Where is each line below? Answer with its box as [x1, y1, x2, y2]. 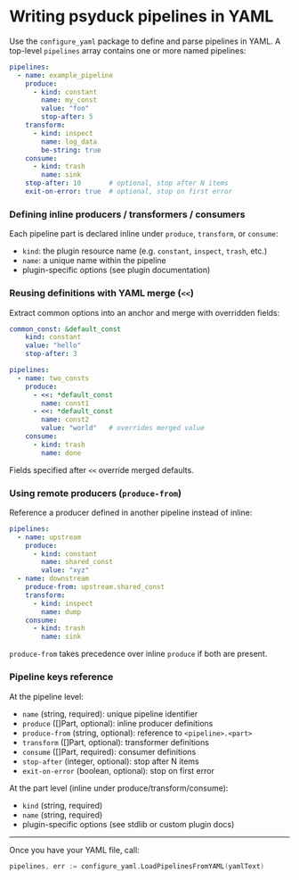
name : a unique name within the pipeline [21, 255, 166, 266]
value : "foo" [41, 104, 90, 113]
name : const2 [41, 415, 90, 425]
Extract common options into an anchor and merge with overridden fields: [9, 307, 280, 318]
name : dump [41, 607, 82, 617]
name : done [41, 448, 82, 457]
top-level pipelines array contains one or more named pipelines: [9, 45, 246, 55]
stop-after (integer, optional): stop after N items [21, 756, 199, 767]
